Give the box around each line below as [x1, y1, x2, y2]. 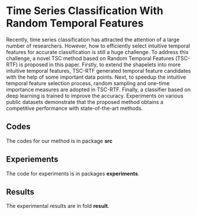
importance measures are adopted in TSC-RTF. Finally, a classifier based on [6, 86, 191, 93]
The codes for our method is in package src [6, 137, 113, 145]
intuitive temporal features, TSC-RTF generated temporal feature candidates [6, 67, 191, 74]
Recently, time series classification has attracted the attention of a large [6, 36, 180, 43]
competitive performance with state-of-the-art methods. [6, 105, 143, 112]
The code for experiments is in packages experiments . [6, 170, 140, 177]
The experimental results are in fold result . [6, 203, 110, 210]
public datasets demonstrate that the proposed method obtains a [6, 98, 163, 105]
